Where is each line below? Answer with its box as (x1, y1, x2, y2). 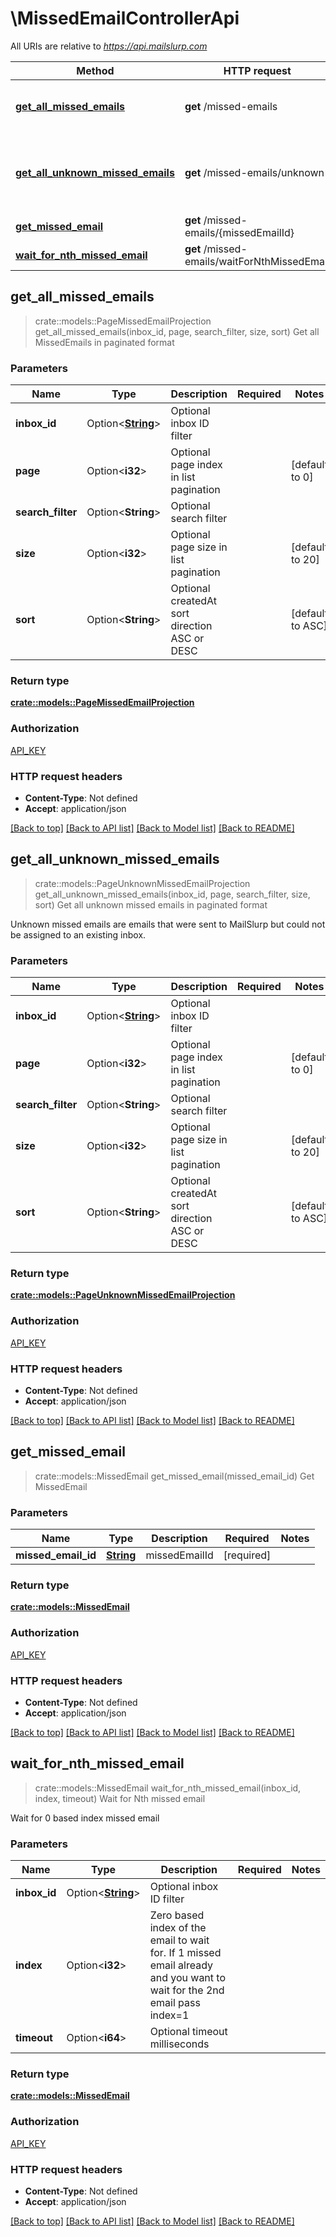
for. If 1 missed (149, 1946, 222, 1960)
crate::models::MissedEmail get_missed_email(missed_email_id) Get (34, 1470, 315, 1482)
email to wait (149, 1933, 210, 1947)
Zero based (149, 1908, 205, 1922)
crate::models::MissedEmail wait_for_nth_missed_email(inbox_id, (34, 1782, 302, 1794)
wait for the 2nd (149, 1983, 225, 1997)
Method (76, 63, 115, 77)
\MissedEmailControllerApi (10, 7, 240, 30)
